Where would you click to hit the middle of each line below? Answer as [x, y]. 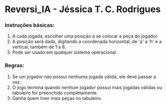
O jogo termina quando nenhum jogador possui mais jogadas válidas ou [87, 87]
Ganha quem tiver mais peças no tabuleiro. [57, 98]
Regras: [15, 65]
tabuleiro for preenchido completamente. [55, 93]
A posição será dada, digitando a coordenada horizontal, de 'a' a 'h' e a [87, 42]
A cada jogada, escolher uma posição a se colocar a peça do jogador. [85, 36]
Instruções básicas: [30, 25]
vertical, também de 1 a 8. [39, 47]
